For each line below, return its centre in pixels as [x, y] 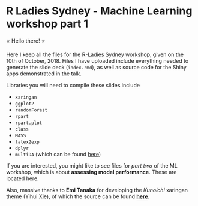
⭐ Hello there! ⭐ [26, 41]
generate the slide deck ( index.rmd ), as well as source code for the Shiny [97, 67]
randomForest [31, 110]
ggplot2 [24, 104]
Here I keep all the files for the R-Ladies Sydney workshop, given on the [95, 54]
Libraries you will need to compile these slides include [73, 85]
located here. [22, 178]
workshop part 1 [47, 24]
